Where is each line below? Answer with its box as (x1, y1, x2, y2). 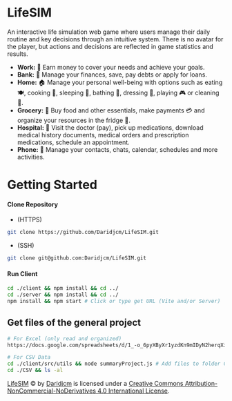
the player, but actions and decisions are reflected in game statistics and (7, 42, 214, 50)
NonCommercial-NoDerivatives (7, 387, 97, 395)
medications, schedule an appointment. (17, 138, 130, 146)
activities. (17, 153, 45, 161)
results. (7, 50, 29, 58)
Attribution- (184, 380, 218, 388)
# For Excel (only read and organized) (7, 335, 122, 342)
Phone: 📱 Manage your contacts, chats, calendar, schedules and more (17, 145, 218, 153)
